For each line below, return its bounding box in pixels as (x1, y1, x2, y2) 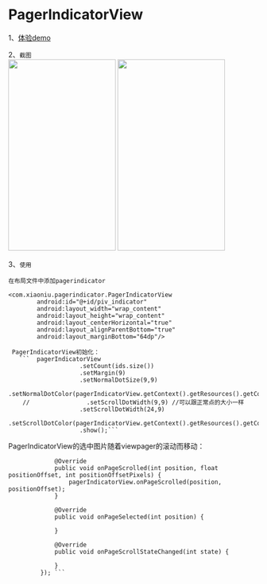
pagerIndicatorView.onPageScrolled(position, (68, 478, 222, 486)
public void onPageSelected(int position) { (54, 512, 204, 521)
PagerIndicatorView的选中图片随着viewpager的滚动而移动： (8, 441, 205, 451)
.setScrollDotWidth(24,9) (79, 405, 165, 414)
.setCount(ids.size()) (79, 362, 155, 370)
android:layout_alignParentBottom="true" (37, 325, 176, 334)
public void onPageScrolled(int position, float (54, 464, 219, 472)
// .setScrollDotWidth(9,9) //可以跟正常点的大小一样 (22, 398, 245, 406)
